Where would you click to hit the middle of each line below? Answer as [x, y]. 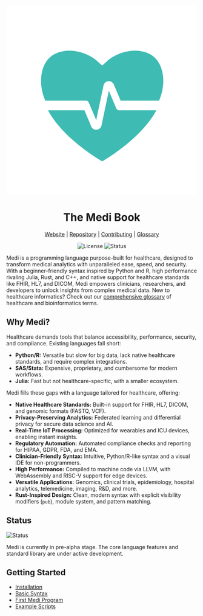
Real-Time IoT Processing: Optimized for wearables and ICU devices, [102, 430]
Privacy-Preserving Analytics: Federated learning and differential [98, 417]
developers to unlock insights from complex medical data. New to [88, 290]
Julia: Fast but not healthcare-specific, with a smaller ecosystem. [97, 381]
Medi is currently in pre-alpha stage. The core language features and [92, 547]
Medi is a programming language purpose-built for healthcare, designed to [100, 258]
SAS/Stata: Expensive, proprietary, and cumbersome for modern [96, 368]
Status [19, 521]
